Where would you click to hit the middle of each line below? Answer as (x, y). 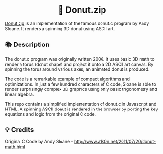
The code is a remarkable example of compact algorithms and (68, 79)
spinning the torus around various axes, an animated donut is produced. (77, 69)
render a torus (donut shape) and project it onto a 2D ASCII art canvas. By (79, 64)
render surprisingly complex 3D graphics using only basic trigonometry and (81, 89)
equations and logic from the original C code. (51, 114)
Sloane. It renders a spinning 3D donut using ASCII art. (60, 28)
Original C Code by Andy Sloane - (39, 141)
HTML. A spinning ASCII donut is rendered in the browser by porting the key (81, 109)
